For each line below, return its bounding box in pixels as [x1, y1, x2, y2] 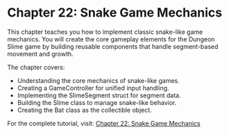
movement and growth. [7, 50, 74, 58]
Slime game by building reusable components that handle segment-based [7, 42, 219, 50]
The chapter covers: [7, 63, 65, 71]
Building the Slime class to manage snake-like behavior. [17, 98, 177, 106]
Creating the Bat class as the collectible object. [17, 106, 153, 114]
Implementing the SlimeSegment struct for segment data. [17, 91, 182, 99]
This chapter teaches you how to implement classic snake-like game [7, 28, 203, 36]
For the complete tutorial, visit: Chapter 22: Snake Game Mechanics [7, 119, 201, 127]
